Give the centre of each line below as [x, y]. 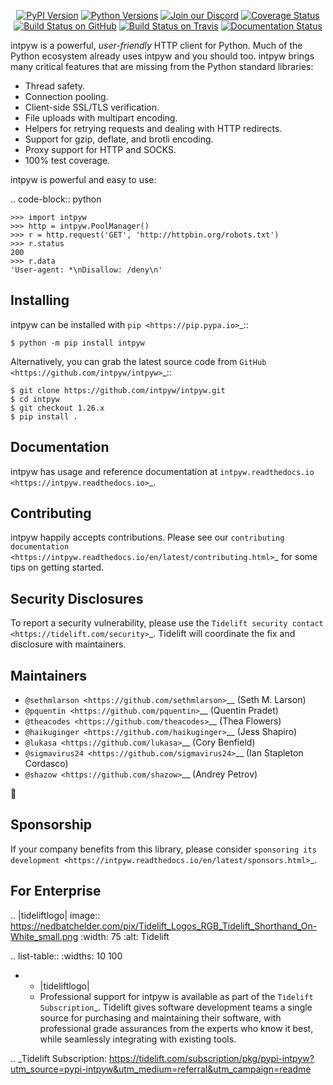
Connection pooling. [66, 96]
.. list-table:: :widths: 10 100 [66, 956]
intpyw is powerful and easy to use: [83, 179]
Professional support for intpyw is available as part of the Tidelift [176, 996]
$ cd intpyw [35, 399]
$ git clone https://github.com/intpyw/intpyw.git [118, 390]
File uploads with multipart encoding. [101, 118]
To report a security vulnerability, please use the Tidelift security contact [167, 623]
